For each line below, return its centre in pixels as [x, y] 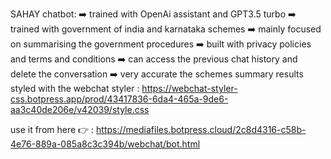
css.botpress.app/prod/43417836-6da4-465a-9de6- [119, 99]
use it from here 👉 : [52, 129]
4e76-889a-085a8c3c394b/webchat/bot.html [105, 144]
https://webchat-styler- [189, 88]
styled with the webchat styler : [75, 88]
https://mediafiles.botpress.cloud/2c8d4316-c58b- [201, 129]
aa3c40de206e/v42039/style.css [80, 109]
